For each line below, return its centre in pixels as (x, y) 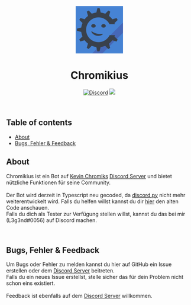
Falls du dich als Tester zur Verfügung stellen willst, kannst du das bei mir (96, 214)
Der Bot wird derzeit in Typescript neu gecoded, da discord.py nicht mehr (96, 195)
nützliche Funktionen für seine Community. (59, 182)
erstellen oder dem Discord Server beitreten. (61, 271)
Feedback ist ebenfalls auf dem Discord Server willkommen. (79, 296)
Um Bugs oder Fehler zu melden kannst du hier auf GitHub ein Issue (89, 264)
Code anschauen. (27, 207)
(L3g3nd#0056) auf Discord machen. (52, 220)
